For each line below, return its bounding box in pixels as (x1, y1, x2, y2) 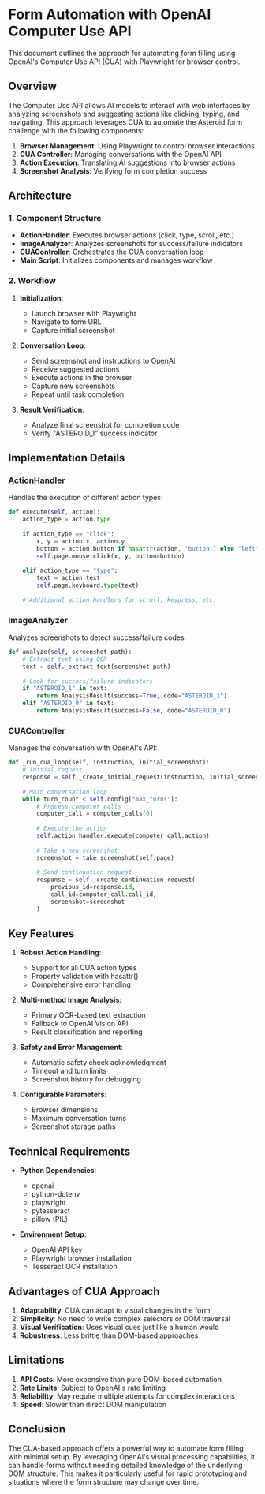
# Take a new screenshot (36, 846, 118, 854)
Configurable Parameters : (19, 1090, 107, 1100)
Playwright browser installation (31, 1253, 132, 1263)
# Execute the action (36, 824, 108, 833)
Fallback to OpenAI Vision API (31, 1019, 129, 1029)
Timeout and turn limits (31, 1066, 107, 1076)
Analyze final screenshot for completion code (31, 420, 180, 429)
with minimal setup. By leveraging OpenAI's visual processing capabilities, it (8, 1451, 255, 1461)
